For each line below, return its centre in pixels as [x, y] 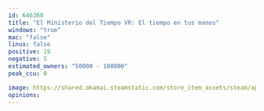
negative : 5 [27, 59]
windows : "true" [35, 30]
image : [19, 88]
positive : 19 [29, 52]
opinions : [24, 95]
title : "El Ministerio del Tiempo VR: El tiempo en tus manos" [114, 23]
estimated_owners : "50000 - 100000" [68, 66]
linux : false [29, 45]
